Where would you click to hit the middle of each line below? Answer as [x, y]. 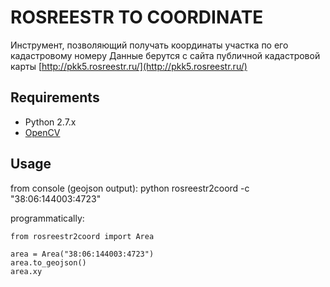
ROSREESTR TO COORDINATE [137, 17]
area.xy [26, 271]
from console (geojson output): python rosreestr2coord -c [130, 188]
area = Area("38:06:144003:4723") [82, 254]
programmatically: [47, 218]
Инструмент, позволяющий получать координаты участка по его [149, 45]
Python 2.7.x [50, 122]
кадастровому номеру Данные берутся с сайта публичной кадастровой [165, 55]
